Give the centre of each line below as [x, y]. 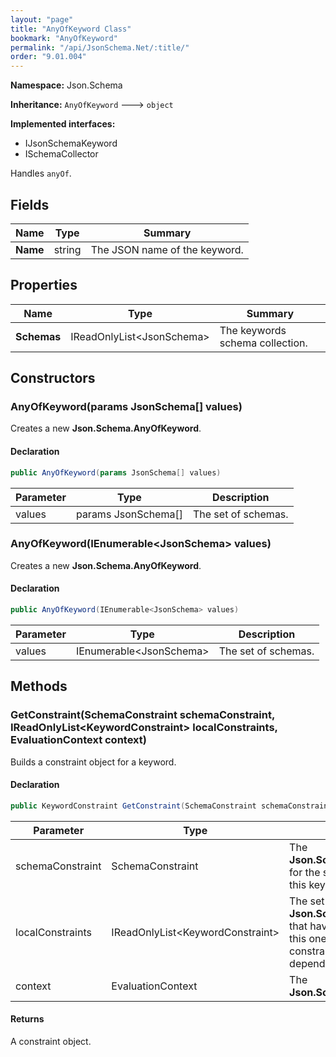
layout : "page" [42, 19]
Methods [39, 686]
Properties [44, 285]
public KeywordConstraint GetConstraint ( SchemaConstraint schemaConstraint [171, 806]
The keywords [253, 330]
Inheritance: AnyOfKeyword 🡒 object [92, 105]
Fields [30, 204]
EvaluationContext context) [78, 740]
